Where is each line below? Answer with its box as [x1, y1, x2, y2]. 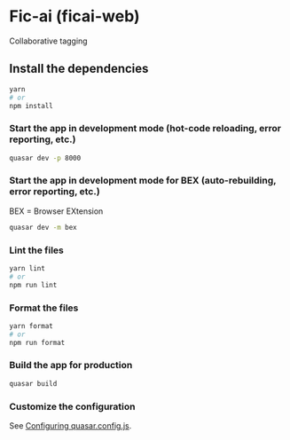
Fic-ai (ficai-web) [9, 6, 140, 27]
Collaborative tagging [9, 35, 88, 46]
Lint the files [9, 244, 64, 256]
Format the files [9, 302, 79, 314]
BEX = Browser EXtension [9, 206, 104, 216]
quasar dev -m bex [9, 223, 77, 232]
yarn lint [9, 264, 46, 273]
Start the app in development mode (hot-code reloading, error [9, 122, 282, 135]
